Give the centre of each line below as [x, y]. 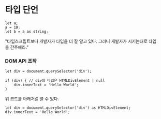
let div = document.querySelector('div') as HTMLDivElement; [68, 108]
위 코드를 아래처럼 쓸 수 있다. [32, 99]
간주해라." [19, 47]
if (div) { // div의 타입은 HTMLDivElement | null [55, 81]
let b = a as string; [27, 31]
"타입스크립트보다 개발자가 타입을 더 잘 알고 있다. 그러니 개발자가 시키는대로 [76, 41]
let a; [12, 23]
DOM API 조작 [21, 61]
